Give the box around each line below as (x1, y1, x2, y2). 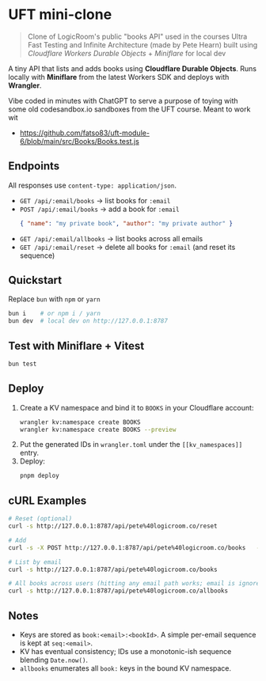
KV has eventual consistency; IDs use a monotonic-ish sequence (19, 646, 232, 656)
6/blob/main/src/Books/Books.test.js (19, 136, 140, 146)
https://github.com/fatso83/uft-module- (19, 128, 150, 138)
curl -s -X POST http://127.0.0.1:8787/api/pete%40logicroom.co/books (8, 543, 246, 551)
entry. (19, 448, 40, 458)
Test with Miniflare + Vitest (8, 339, 145, 353)
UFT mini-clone (8, 6, 112, 24)
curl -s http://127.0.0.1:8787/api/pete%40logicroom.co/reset (8, 522, 218, 530)
